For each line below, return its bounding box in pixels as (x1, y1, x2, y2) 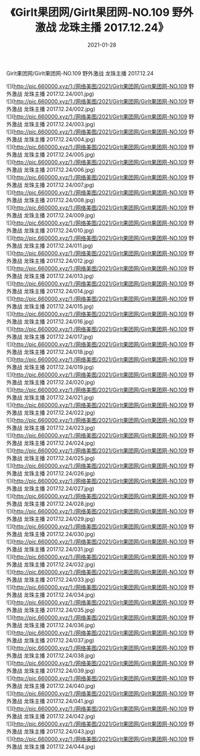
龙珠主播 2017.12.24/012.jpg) (23, 257, 95, 264)
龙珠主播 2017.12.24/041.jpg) (23, 697, 95, 704)
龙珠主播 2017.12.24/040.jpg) (23, 682, 96, 689)
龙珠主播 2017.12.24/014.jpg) (23, 287, 95, 295)
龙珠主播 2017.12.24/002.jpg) (23, 105, 96, 112)
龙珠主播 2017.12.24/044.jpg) (23, 743, 96, 750)
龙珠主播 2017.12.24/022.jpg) (23, 409, 96, 416)
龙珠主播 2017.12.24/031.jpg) (23, 545, 95, 553)
